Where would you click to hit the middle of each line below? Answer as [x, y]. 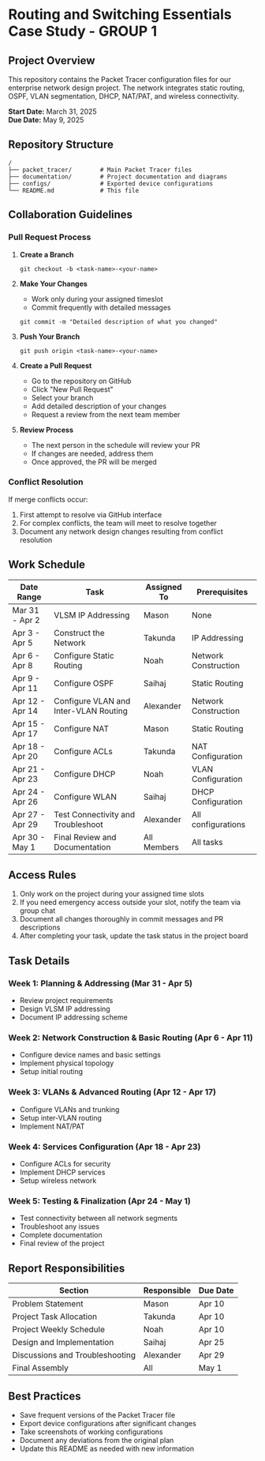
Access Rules [42, 875]
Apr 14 [25, 711]
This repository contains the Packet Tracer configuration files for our [119, 79]
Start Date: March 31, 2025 [52, 111]
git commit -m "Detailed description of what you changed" [119, 321]
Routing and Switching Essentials [120, 15]
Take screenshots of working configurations [91, 1432]
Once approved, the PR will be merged [94, 462]
